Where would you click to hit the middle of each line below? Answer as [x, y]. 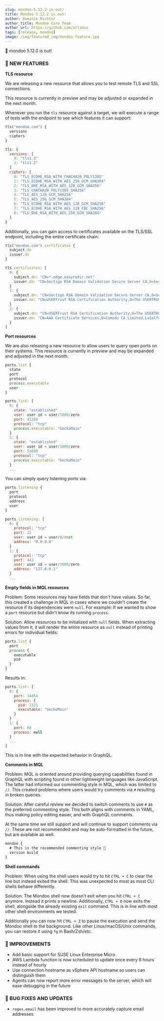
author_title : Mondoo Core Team [38, 23]
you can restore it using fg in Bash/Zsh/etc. [49, 931]
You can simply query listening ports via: [46, 479]
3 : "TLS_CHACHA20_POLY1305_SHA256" [50, 190]
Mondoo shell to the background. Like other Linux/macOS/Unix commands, [81, 926]
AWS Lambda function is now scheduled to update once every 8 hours [83, 960]
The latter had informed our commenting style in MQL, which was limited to [81, 785]
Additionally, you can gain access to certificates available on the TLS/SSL [79, 231]
